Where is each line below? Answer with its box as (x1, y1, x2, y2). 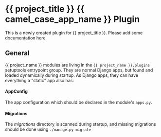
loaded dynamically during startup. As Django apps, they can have (5, 72, 139, 78)
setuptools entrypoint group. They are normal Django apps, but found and (5, 67, 153, 73)
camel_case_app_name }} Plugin (5, 14, 140, 25)
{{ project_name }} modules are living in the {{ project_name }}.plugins (5, 62, 150, 68)
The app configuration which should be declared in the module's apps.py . (5, 99, 152, 105)
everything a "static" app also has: (5, 77, 74, 83)
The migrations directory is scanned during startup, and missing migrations (5, 121, 156, 127)
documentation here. (5, 35, 47, 41)
